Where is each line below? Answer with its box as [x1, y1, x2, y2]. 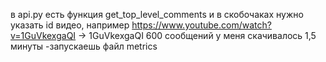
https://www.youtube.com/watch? [131, 19, 272, 31]
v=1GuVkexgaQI [10, 30, 77, 41]
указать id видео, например [10, 19, 130, 31]
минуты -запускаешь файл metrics [10, 40, 158, 52]
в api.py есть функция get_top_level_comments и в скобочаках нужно [10, 9, 304, 20]
